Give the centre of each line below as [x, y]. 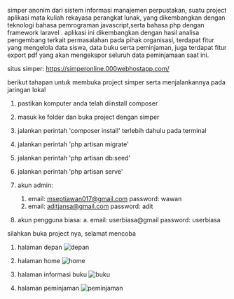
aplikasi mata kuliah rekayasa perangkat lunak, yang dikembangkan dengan [116, 18]
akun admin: [35, 185]
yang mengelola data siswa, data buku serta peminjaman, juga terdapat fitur [117, 47]
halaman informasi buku [52, 274]
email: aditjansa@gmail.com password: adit [90, 206]
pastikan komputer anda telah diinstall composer [88, 103]
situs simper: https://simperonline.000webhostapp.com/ [88, 69]
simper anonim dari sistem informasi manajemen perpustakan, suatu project [117, 10]
